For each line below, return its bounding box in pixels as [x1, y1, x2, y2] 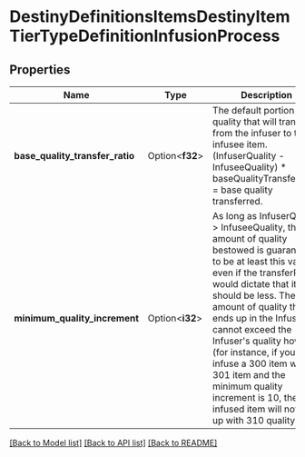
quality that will [212, 115, 277, 128]
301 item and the [212, 369, 286, 381]
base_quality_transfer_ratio [14, 150, 135, 162]
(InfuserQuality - [212, 150, 285, 162]
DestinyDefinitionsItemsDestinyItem [9, 6, 290, 27]
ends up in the [212, 312, 274, 324]
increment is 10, [212, 392, 282, 403]
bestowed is [212, 243, 265, 256]
